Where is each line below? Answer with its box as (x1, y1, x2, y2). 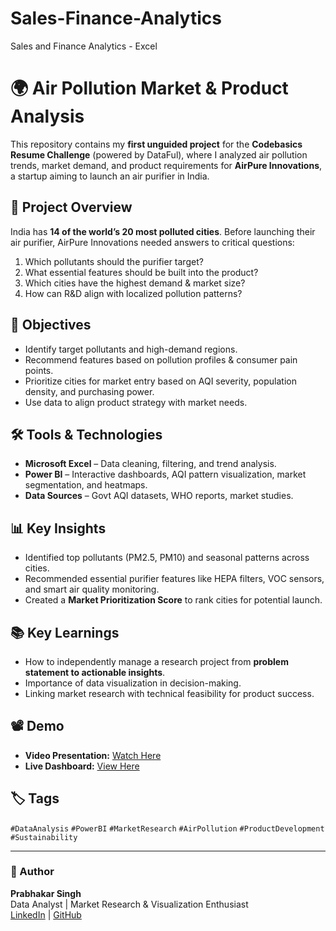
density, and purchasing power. (24, 385, 155, 397)
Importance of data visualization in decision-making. (24, 677, 242, 689)
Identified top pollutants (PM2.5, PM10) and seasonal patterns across (24, 552, 310, 564)
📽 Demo (10, 718, 65, 735)
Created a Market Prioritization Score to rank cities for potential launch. (24, 594, 323, 606)
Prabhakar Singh (10, 887, 82, 899)
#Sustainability (10, 832, 78, 842)
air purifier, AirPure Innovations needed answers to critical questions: (10, 236, 295, 248)
